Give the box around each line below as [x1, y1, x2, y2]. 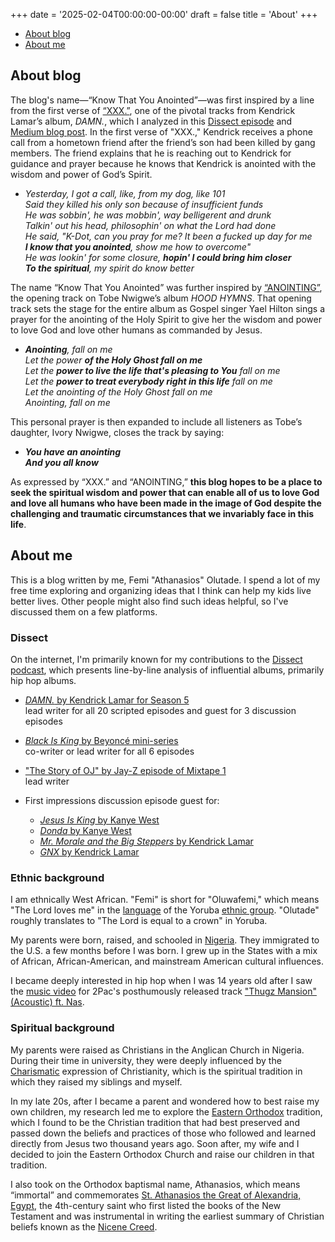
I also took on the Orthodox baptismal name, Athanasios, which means [10, 1178, 301, 1190]
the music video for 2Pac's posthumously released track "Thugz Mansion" [10, 985, 317, 998]
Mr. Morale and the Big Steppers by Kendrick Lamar [39, 835, 254, 847]
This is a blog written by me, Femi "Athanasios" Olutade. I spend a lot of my [10, 574, 321, 586]
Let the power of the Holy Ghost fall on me [24, 354, 203, 366]
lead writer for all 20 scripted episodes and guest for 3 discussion [24, 704, 297, 716]
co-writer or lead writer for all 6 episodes [24, 745, 195, 757]
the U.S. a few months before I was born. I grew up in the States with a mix [10, 945, 318, 957]
